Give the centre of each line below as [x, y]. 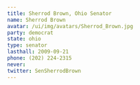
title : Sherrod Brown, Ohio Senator [59, 13]
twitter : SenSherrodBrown [44, 71]
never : [16, 64]
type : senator [27, 45]
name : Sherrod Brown [37, 20]
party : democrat [30, 33]
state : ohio [24, 39]
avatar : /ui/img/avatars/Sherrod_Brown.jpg [70, 26]
